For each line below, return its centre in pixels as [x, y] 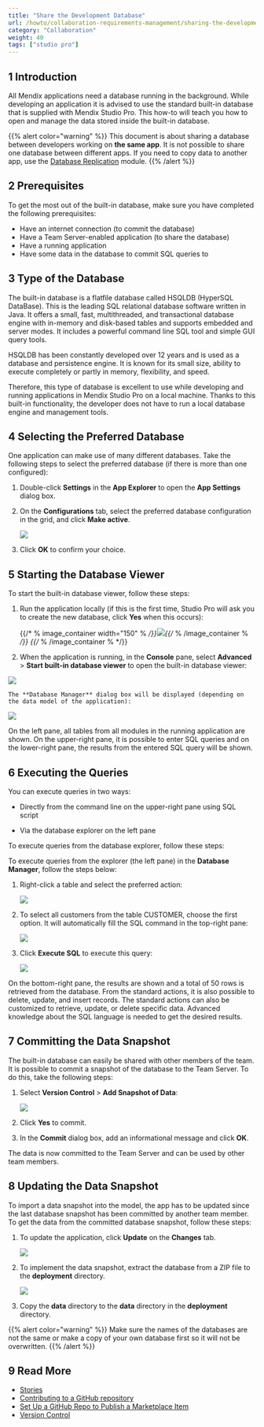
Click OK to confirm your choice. [72, 550]
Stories [31, 1390]
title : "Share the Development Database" [77, 15]
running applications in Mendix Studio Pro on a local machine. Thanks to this [132, 395]
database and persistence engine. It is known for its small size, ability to [125, 363]
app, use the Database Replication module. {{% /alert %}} [101, 161]
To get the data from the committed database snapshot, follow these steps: [130, 1222]
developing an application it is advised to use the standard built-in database [131, 104]
